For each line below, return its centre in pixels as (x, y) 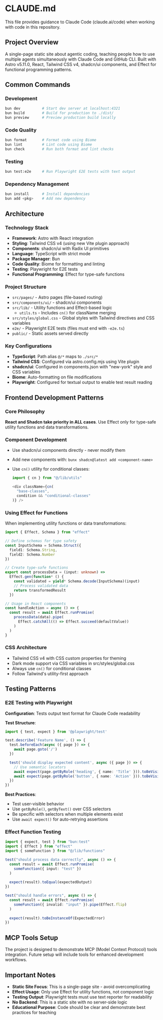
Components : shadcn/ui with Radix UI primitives (60, 248)
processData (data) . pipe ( (39, 617)
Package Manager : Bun (36, 259)
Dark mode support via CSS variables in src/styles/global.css (73, 663)
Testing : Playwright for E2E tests (45, 269)
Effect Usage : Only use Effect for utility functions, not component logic (83, 992)
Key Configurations (28, 346)
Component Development (36, 440)
